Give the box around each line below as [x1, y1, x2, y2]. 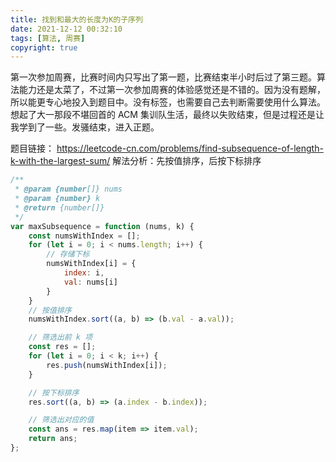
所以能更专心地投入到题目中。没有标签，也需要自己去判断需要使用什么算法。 [10, 96, 326, 108]
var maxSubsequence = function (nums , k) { [10, 221, 195, 231]
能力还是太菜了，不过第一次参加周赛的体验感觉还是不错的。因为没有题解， [18, 84, 326, 96]
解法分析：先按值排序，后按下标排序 [112, 155, 262, 167]
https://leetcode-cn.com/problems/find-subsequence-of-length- [56, 142, 324, 155]
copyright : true [10, 42, 78, 53]
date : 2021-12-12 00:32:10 [10, 24, 123, 34]
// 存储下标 [46, 249, 90, 260]
